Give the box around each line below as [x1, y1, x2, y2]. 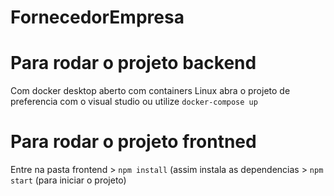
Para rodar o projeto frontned [10, 131, 257, 153]
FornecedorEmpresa [10, 6, 185, 29]
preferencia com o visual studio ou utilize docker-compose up [10, 96, 258, 108]
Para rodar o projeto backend [10, 52, 257, 75]
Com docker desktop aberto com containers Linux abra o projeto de [10, 85, 291, 97]
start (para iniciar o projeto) [10, 174, 127, 186]
